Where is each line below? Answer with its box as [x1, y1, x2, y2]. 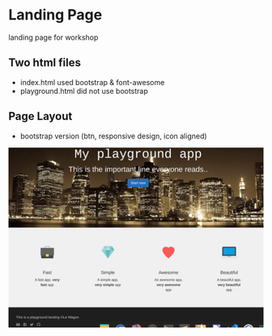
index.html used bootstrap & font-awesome [19, 77, 165, 87]
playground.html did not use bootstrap [19, 86, 148, 96]
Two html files [8, 56, 81, 70]
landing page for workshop [8, 32, 99, 42]
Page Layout [8, 109, 73, 123]
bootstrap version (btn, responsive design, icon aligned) [19, 131, 208, 141]
